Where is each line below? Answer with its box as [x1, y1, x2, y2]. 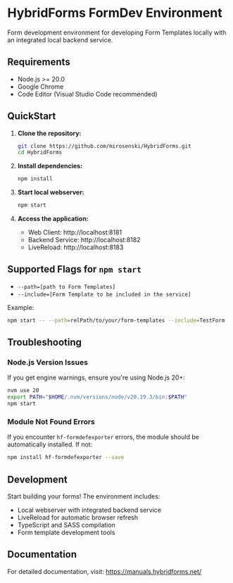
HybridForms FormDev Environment [7, 5, 223, 21]
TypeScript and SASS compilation [17, 521, 116, 529]
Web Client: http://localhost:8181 [27, 228, 122, 237]
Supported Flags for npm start [7, 263, 142, 275]
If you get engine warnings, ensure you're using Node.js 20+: [7, 373, 185, 382]
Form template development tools [17, 528, 115, 537]
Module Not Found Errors [7, 417, 95, 427]
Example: [7, 303, 34, 311]
